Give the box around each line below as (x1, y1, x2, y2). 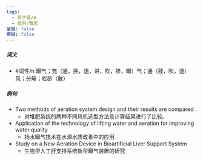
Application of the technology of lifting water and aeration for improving (15, 119, 195, 127)
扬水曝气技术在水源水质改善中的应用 (24, 133, 115, 141)
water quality (15, 126, 48, 133)
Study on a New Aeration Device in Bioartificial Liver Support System (15, 140, 187, 147)
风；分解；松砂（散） (15, 75, 68, 82)
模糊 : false (6, 32, 35, 38)
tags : (6, 8, 20, 15)
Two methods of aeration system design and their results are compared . (15, 105, 197, 113)
